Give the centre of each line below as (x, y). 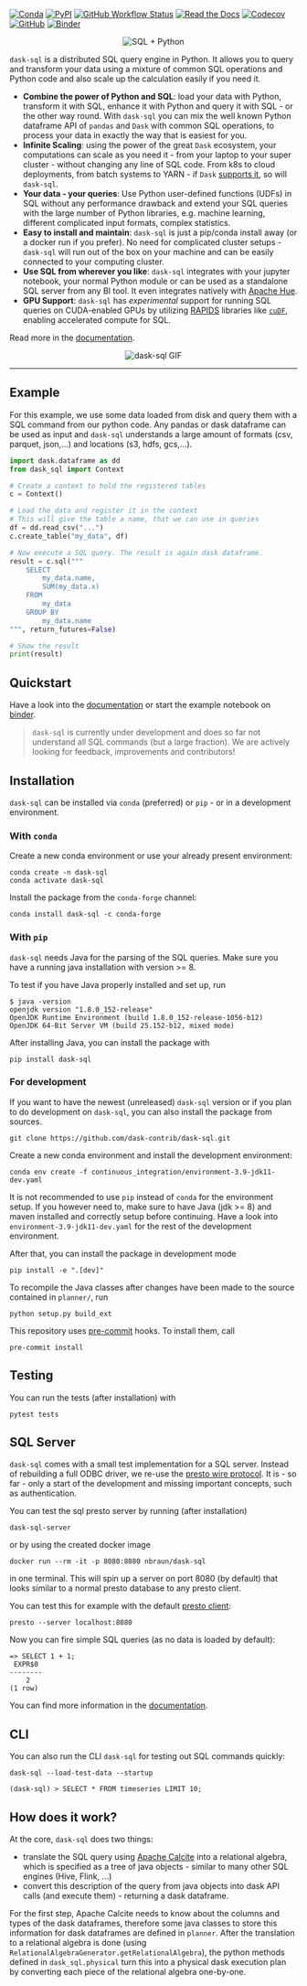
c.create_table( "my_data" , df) (69, 536)
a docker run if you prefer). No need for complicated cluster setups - (152, 242)
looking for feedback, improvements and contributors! (133, 752)
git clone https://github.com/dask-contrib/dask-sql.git (120, 1138)
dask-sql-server (40, 1528)
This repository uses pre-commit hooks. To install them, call (122, 1330)
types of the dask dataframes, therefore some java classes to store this (143, 1923)
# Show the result (44, 646)
